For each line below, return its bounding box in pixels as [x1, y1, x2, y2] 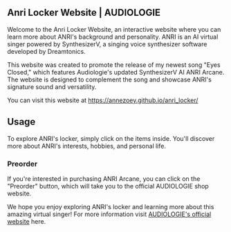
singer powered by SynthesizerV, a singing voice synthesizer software [7, 39, 207, 48]
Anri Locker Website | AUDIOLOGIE [7, 7, 161, 19]
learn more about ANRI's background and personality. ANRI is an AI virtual [7, 32, 219, 41]
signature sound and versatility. [7, 82, 97, 90]
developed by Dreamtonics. [7, 47, 86, 55]
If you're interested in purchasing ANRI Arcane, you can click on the [7, 174, 201, 183]
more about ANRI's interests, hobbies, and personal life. [7, 142, 166, 150]
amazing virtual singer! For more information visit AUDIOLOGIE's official [7, 210, 212, 218]
